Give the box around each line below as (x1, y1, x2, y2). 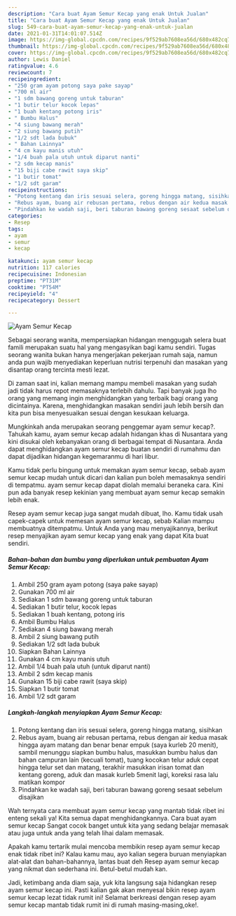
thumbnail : (8, 43, 40, 50)
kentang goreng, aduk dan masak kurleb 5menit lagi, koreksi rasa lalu (18, 771, 219, 779)
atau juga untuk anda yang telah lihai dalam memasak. (8, 829, 165, 837)
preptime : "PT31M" (8, 277, 62, 284)
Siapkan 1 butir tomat (18, 685, 79, 693)
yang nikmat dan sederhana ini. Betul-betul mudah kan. (8, 865, 168, 873)
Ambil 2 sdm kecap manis (18, 670, 93, 678)
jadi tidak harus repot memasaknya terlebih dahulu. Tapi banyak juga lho (8, 386, 217, 395)
